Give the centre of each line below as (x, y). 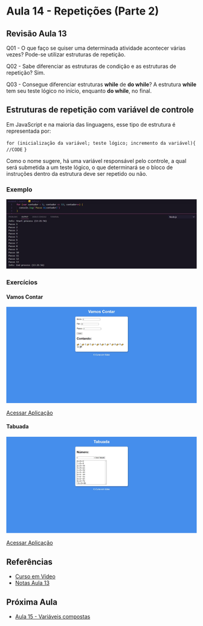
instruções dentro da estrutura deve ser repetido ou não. (77, 173)
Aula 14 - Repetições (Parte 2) (82, 11)
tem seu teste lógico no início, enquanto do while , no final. (79, 91)
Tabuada (18, 427)
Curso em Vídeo (35, 576)
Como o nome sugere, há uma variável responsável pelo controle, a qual (96, 161)
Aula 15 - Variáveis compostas (53, 617)
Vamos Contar (25, 297)
